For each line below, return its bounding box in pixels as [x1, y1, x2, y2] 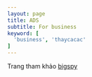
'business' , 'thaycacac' [13, 36, 86, 43]
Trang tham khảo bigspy [7, 62, 78, 70]
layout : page [7, 10, 46, 17]
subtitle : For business [7, 23, 77, 30]
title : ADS [7, 17, 39, 24]
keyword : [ [7, 29, 39, 37]
